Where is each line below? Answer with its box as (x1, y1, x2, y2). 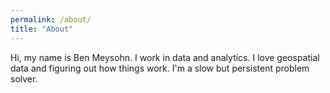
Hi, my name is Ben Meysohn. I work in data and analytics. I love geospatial (10, 51, 320, 63)
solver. (10, 72, 38, 85)
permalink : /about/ (10, 14, 92, 25)
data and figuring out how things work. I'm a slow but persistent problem (10, 62, 310, 74)
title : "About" (10, 24, 74, 34)
